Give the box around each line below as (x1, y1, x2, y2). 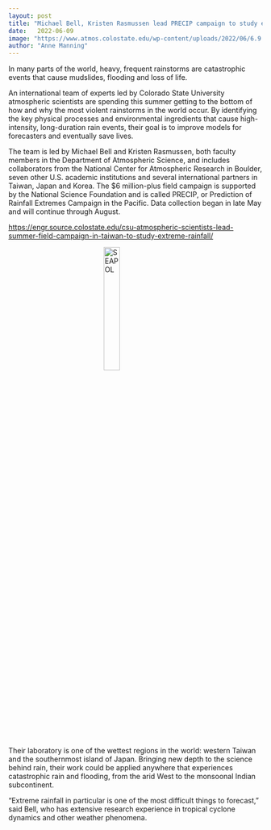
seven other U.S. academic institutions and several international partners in (8, 173, 258, 182)
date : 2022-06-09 (8, 27, 74, 35)
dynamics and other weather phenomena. (8, 813, 148, 823)
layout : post (8, 11, 52, 20)
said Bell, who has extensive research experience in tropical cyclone (8, 804, 236, 814)
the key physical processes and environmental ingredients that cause (8, 114, 240, 124)
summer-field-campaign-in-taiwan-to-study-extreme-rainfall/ (8, 231, 214, 241)
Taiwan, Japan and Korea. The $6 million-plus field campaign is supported (8, 181, 256, 191)
